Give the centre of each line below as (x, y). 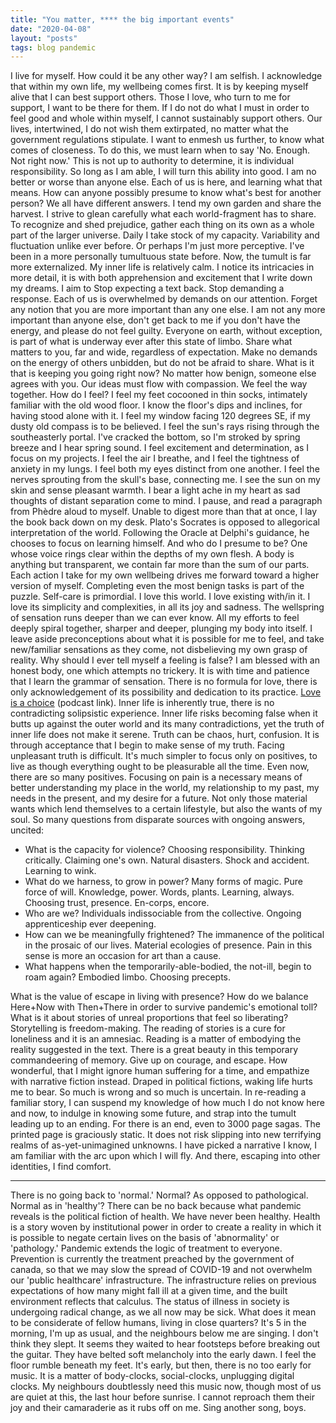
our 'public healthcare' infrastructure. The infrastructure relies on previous (163, 1280)
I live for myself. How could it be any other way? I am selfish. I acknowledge (166, 76)
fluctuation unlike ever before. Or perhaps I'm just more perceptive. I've (157, 246)
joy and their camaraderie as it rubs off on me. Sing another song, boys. (158, 1408)
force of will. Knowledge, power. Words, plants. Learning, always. (159, 892)
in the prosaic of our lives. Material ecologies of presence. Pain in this (168, 945)
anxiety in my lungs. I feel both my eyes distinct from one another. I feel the (165, 469)
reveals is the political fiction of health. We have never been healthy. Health (165, 1217)
